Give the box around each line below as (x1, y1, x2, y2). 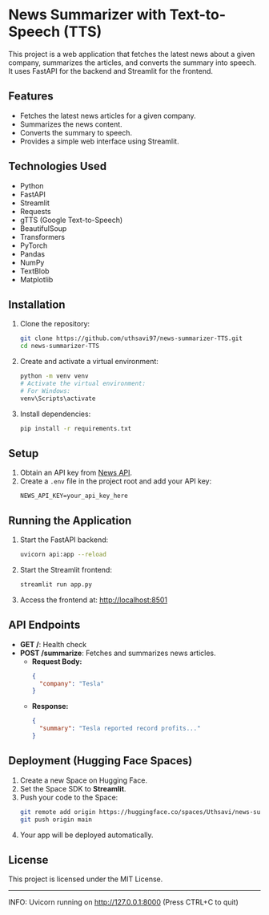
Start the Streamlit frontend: (19, 565, 112, 574)
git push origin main (19, 816, 92, 824)
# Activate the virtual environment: (19, 379, 147, 387)
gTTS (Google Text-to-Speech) (19, 215, 123, 225)
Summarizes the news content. (19, 119, 122, 129)
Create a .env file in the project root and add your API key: (19, 476, 212, 486)
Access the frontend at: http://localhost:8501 (19, 595, 168, 605)
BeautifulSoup (19, 223, 67, 233)
